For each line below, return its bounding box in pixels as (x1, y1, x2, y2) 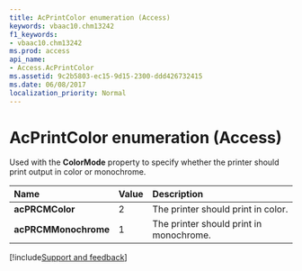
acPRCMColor (13, 203, 75, 216)
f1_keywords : (9, 30, 58, 39)
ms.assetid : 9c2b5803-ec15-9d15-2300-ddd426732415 (9, 72, 203, 81)
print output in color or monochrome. (9, 167, 147, 177)
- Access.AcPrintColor (9, 64, 94, 73)
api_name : (9, 55, 47, 64)
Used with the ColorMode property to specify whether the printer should (9, 157, 280, 167)
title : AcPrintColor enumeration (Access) (9, 13, 171, 23)
